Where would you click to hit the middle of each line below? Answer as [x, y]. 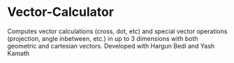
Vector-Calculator [60, 12]
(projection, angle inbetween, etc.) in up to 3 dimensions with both [103, 38]
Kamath [19, 53]
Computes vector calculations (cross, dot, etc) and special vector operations [117, 31]
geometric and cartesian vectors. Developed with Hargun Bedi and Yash [111, 46]
